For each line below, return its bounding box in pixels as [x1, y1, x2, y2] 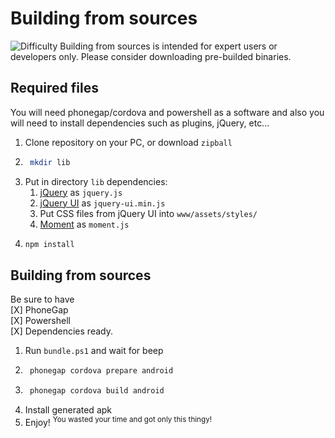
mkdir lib [29, 157, 71, 167]
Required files [10, 80, 99, 97]
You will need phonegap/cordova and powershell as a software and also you [10, 106, 325, 118]
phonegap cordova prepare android [29, 366, 174, 376]
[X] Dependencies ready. [10, 325, 113, 337]
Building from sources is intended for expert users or [59, 40, 278, 52]
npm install [24, 239, 75, 249]
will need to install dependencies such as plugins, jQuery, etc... [10, 117, 270, 129]
